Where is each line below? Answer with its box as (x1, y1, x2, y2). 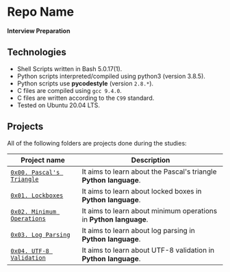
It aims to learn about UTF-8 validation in (81, 245, 214, 255)
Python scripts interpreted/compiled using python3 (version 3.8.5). (16, 72, 205, 80)
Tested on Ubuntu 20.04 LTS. (16, 100, 101, 109)
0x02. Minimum (10, 208, 57, 215)
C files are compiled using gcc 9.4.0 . (16, 86, 122, 94)
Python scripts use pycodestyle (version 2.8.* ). (16, 79, 154, 87)
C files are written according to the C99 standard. (16, 94, 155, 102)
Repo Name (7, 4, 75, 20)
